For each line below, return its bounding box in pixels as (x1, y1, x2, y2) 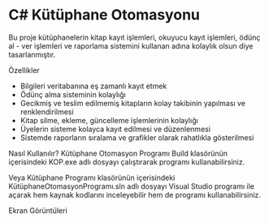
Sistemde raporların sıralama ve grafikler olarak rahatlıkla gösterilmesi (20, 132, 254, 143)
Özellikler (8, 65, 41, 75)
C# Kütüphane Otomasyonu (8, 6, 201, 24)
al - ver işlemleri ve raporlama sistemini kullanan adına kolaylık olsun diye (8, 41, 254, 50)
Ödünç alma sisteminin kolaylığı (20, 89, 126, 99)
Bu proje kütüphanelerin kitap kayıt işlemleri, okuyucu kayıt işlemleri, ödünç (8, 32, 261, 42)
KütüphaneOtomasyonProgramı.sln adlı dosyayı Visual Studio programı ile (8, 181, 254, 191)
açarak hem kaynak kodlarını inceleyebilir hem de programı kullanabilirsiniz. (8, 190, 262, 199)
